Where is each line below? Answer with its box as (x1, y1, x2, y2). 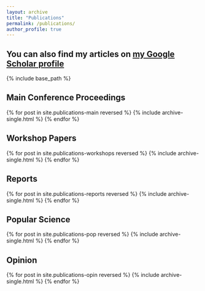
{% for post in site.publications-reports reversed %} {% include (6, 190, 167, 197)
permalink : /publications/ (6, 20, 75, 26)
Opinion (6, 255, 37, 265)
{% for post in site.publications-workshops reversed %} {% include (6, 149, 177, 157)
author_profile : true (6, 26, 62, 33)
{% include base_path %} (6, 75, 71, 82)
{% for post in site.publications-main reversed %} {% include (6, 109, 161, 116)
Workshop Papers (6, 133, 77, 144)
